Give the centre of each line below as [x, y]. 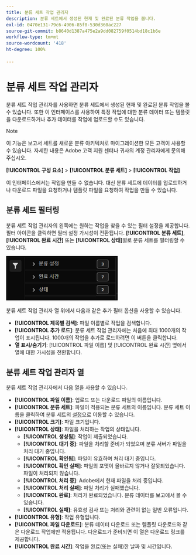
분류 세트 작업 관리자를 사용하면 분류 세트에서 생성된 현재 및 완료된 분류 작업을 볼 [98, 104]
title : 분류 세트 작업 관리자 [37, 12]
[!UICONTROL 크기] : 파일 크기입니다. [57, 422]
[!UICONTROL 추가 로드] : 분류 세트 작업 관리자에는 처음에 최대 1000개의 [97, 330]
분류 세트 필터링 [33, 210]
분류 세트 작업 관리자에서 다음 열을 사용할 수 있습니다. [67, 387]
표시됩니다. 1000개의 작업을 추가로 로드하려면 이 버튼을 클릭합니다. [102, 338]
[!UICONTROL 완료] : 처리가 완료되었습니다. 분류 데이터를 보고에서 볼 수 [105, 495]
